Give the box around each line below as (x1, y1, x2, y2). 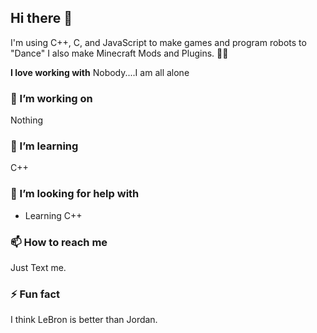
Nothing (10, 114, 44, 126)
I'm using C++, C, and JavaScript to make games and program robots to (10, 36, 307, 48)
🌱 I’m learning (10, 139, 79, 153)
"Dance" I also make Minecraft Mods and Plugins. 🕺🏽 (10, 47, 229, 59)
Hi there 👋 (10, 10, 73, 27)
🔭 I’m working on (10, 91, 93, 105)
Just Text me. (10, 262, 67, 273)
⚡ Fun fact (10, 287, 61, 301)
